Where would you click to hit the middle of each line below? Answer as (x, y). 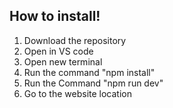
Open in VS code (58, 51)
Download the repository (75, 40)
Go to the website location (77, 93)
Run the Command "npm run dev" (93, 83)
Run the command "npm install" (89, 72)
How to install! (55, 16)
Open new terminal (63, 61)
